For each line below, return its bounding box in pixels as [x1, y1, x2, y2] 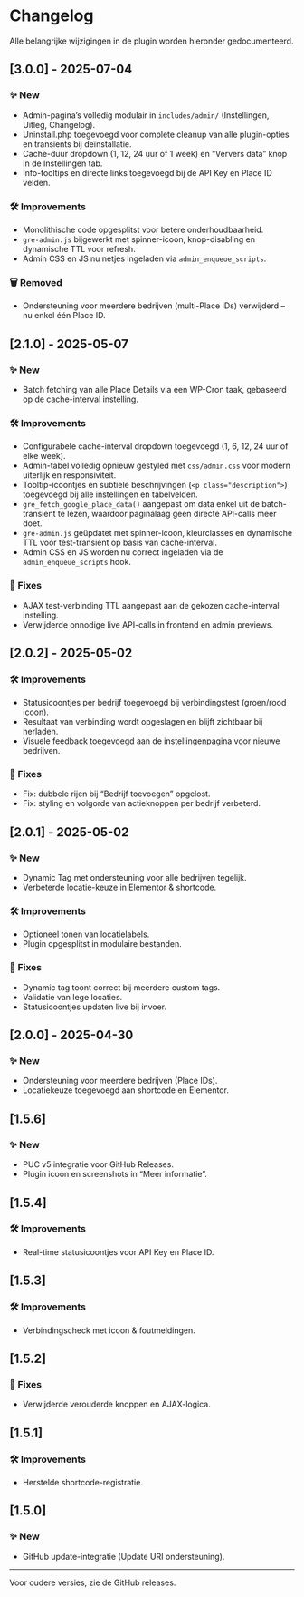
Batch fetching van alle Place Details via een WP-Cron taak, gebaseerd [22, 384, 287, 394]
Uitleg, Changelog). [22, 119, 96, 130]
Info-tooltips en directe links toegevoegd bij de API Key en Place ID [22, 167, 273, 178]
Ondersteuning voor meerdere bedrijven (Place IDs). [22, 1076, 218, 1086]
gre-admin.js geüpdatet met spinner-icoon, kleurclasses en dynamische [22, 528, 292, 539]
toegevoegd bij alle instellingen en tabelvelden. [22, 489, 198, 500]
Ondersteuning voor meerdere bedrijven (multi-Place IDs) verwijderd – [22, 300, 285, 311]
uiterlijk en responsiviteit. [22, 470, 117, 481]
